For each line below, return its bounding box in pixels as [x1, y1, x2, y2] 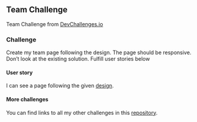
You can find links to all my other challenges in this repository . [6, 109, 158, 116]
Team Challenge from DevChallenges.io [6, 20, 103, 27]
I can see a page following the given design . [6, 82, 114, 89]
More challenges [6, 95, 49, 103]
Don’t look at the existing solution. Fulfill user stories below [6, 55, 150, 62]
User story [6, 68, 33, 76]
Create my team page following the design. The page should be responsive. [6, 49, 192, 56]
